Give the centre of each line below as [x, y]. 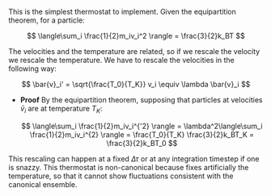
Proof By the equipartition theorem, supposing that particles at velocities [141, 100]
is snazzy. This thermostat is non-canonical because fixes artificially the [129, 167]
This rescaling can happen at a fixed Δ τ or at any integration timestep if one [134, 158]
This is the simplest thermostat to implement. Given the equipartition [123, 12]
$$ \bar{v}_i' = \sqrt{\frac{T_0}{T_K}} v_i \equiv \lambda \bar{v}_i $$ [136, 84]
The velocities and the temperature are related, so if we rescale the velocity [134, 51]
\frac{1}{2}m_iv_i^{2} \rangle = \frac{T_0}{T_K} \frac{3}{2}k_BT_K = [142, 134]
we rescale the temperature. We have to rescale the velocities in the [121, 60]
